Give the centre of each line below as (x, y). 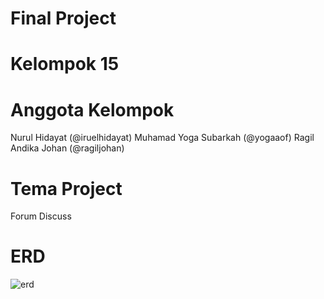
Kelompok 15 (65, 64)
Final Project (63, 18)
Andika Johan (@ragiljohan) (67, 148)
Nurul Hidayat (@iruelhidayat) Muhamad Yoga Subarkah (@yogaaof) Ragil (162, 138)
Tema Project (66, 188)
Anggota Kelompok (92, 109)
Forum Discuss (41, 216)
